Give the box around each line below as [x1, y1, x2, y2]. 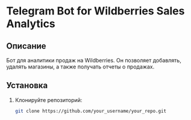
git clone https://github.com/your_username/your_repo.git [14, 108, 167, 114]
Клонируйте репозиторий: [14, 96, 83, 103]
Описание [6, 41, 46, 51]
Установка [6, 80, 48, 91]
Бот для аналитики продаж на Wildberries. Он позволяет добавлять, [6, 57, 182, 64]
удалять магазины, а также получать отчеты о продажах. [6, 63, 155, 70]
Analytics [6, 17, 55, 31]
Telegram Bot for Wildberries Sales [6, 4, 185, 18]
